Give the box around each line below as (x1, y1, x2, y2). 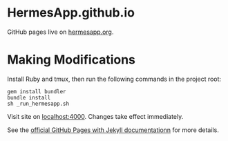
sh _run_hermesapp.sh (7, 100, 70, 107)
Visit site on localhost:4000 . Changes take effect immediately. (7, 112, 184, 120)
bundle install (7, 94, 51, 101)
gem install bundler (7, 88, 67, 95)
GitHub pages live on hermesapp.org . (7, 28, 114, 36)
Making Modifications (7, 52, 136, 68)
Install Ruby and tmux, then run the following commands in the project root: (7, 75, 222, 83)
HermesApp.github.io (7, 5, 135, 21)
